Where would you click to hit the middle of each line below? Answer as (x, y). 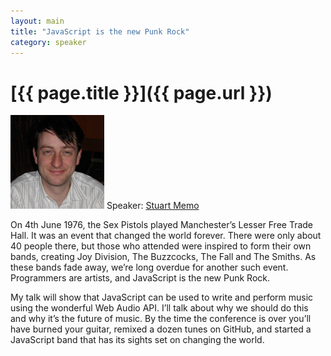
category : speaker (48, 42)
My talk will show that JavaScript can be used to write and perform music (162, 297)
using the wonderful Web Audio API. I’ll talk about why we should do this (159, 308)
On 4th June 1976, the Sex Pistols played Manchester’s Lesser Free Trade (162, 225)
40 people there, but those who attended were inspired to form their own (161, 246)
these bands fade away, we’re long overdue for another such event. (149, 267)
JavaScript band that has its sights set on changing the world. (137, 340)
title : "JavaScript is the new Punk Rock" (100, 31)
